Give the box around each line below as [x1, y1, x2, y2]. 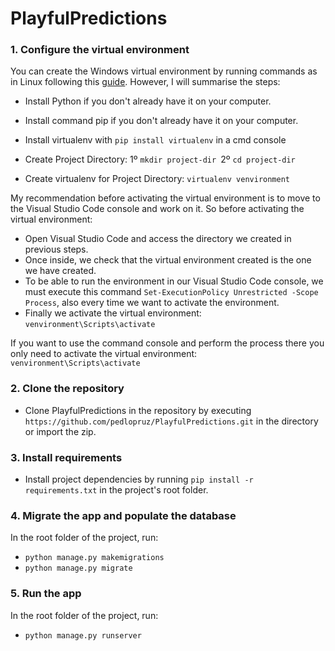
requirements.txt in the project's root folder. [24, 484, 209, 496]
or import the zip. [24, 425, 97, 437]
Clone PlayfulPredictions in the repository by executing [24, 404, 252, 416]
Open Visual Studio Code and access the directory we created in [24, 233, 292, 245]
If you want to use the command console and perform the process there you [10, 337, 325, 349]
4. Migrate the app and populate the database [10, 509, 237, 522]
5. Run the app [10, 587, 82, 601]
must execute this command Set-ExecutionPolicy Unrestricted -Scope [24, 286, 319, 298]
